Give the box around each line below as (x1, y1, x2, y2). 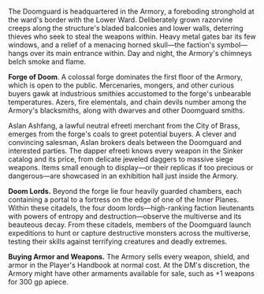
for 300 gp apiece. (8, 277, 69, 286)
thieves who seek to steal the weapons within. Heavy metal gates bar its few (8, 32, 256, 41)
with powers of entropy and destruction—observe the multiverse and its (8, 212, 242, 221)
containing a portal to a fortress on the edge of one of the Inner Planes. (8, 195, 240, 204)
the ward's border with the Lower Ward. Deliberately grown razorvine (8, 15, 233, 24)
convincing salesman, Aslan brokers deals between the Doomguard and (8, 138, 242, 147)
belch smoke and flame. (8, 57, 87, 66)
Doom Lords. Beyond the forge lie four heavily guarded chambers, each (8, 187, 242, 195)
